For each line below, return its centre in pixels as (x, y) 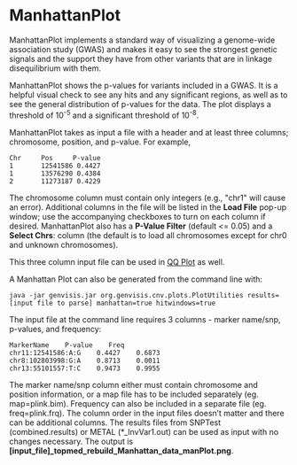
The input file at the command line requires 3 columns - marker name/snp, (145, 319)
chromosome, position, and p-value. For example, (100, 142)
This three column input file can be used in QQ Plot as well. (117, 261)
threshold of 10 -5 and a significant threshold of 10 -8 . (104, 114)
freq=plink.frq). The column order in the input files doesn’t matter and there (147, 413)
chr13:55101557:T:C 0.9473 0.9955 (85, 368)
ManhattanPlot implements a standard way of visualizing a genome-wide (142, 40)
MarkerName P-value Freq (67, 345)
